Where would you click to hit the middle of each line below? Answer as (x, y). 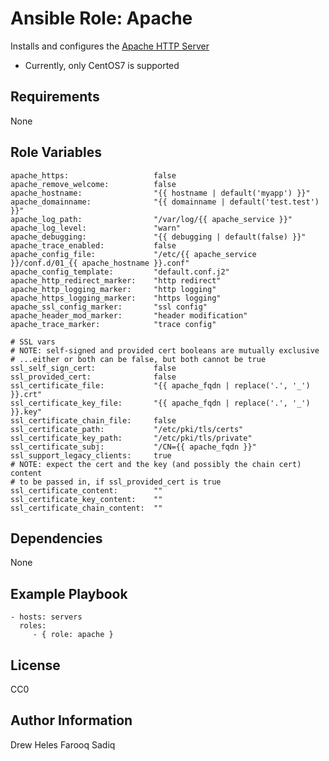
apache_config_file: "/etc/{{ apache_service (133, 254)
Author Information (71, 720)
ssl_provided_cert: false (93, 377)
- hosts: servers (46, 617)
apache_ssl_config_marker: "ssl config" (109, 307)
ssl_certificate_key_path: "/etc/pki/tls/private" (131, 438)
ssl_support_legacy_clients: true (91, 455)
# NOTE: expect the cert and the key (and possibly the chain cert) (156, 464)
